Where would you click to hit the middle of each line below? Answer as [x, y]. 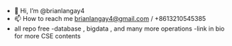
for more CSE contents [47, 36]
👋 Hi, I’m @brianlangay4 [49, 11]
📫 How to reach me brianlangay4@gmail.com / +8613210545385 [110, 18]
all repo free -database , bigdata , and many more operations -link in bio [119, 29]
